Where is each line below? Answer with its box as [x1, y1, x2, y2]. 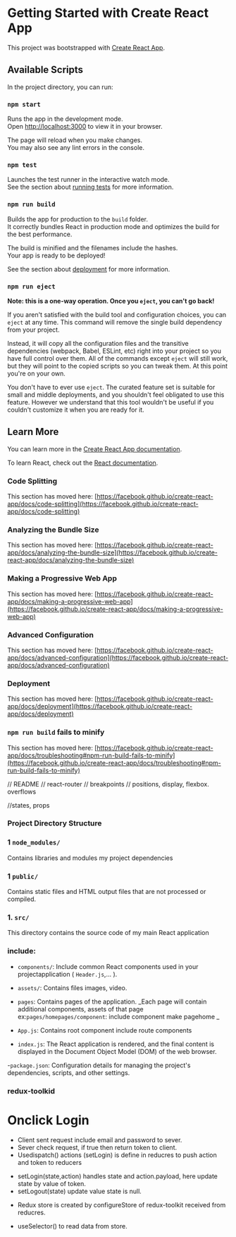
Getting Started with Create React [7, 5, 209, 21]
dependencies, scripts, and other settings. [7, 1068, 130, 1076]
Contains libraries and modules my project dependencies [7, 854, 173, 862]
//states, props [7, 801, 50, 809]
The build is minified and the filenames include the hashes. [7, 243, 178, 252]
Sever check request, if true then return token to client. [17, 1143, 178, 1151]
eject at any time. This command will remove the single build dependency [7, 318, 223, 326]
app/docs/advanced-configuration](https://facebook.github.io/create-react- [7, 653, 229, 662]
